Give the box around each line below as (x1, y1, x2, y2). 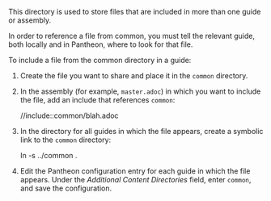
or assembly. (8, 15, 51, 25)
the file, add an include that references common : (19, 95, 176, 104)
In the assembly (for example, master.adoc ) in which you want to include (19, 86, 261, 96)
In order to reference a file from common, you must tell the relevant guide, (8, 31, 255, 40)
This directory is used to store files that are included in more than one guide (8, 7, 261, 16)
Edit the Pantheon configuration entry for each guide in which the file (19, 166, 251, 176)
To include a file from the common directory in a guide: (8, 56, 192, 65)
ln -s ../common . (19, 151, 78, 160)
